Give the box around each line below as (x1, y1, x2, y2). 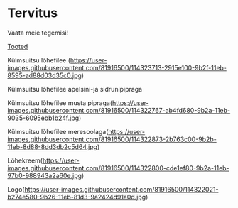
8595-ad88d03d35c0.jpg (7, 71, 82, 80)
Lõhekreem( (7, 156, 43, 165)
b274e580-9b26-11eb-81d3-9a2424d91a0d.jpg (7, 192, 146, 201)
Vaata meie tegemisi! (7, 28, 69, 37)
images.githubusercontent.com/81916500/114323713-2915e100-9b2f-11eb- (7, 63, 227, 72)
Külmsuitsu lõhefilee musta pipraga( (7, 98, 113, 107)
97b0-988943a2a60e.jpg (7, 171, 82, 180)
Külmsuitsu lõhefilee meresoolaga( (7, 127, 109, 136)
